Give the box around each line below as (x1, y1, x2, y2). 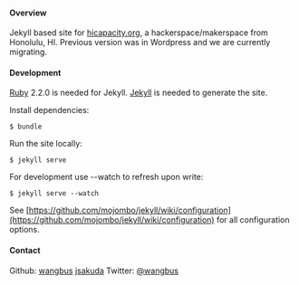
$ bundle (9, 122, 43, 131)
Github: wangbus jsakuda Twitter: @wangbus (9, 265, 179, 276)
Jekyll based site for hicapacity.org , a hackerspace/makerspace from (9, 27, 269, 38)
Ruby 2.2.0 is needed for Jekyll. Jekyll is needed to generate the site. (9, 87, 268, 99)
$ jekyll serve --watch (9, 189, 100, 198)
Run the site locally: (9, 138, 83, 149)
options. (9, 224, 41, 235)
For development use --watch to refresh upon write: (9, 172, 204, 183)
